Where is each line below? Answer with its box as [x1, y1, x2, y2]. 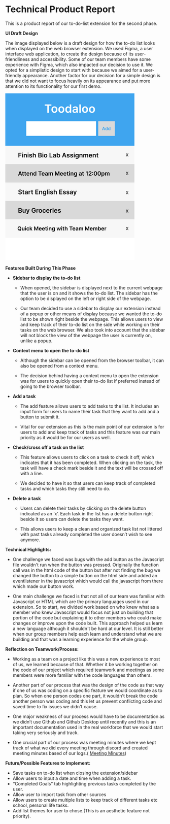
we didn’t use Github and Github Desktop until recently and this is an [12, 718, 156, 724]
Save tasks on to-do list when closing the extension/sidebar [12, 770, 138, 776]
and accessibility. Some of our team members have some [30, 56, 151, 62]
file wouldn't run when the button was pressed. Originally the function [12, 562, 159, 568]
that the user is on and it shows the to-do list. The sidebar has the [20, 290, 158, 296]
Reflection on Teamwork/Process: [5, 646, 79, 652]
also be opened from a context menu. [20, 362, 99, 369]
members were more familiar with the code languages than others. [12, 672, 152, 678]
